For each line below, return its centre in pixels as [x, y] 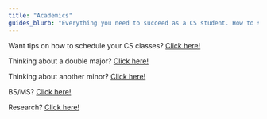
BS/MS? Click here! [40, 91]
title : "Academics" [41, 15]
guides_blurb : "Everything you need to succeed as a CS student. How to [131, 23]
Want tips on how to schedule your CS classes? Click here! [104, 45]
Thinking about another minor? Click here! [77, 76]
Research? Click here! [44, 107]
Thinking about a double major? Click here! [79, 61]
